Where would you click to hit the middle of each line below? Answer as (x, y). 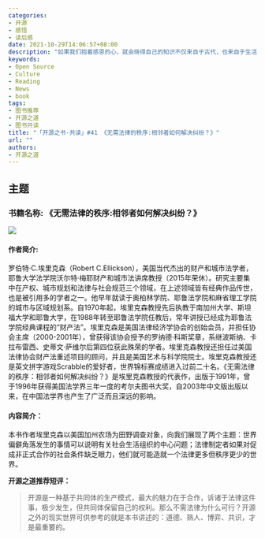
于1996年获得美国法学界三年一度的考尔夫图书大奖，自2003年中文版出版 (125, 386)
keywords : (24, 60)
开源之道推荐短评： (39, 481)
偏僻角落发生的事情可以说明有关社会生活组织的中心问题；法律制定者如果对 (129, 444)
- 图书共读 (24, 125)
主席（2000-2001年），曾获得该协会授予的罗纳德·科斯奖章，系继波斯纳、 (132, 337)
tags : (17, 103)
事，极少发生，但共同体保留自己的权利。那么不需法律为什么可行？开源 (142, 507)
